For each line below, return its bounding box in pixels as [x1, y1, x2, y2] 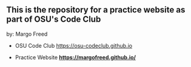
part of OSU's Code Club [6, 14, 101, 25]
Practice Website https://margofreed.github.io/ [15, 54, 136, 61]
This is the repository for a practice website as [6, 5, 186, 15]
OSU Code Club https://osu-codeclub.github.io [15, 42, 132, 49]
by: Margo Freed [6, 30, 48, 37]
